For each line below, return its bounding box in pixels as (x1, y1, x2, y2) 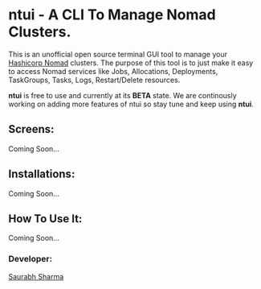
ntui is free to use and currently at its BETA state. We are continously (8, 90, 237, 100)
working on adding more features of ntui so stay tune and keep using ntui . (8, 99, 255, 109)
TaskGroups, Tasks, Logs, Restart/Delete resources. (8, 75, 181, 85)
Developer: (8, 254, 53, 265)
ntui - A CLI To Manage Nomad (8, 6, 216, 24)
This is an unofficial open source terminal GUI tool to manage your (8, 49, 227, 59)
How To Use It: (8, 212, 83, 225)
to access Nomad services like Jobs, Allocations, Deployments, (8, 66, 218, 76)
